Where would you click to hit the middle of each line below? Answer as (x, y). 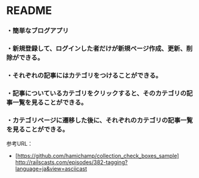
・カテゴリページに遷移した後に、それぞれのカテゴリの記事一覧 (100, 120)
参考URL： (20, 144)
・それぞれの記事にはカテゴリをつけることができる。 (84, 75)
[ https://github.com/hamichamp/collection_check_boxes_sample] (97, 156)
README (29, 11)
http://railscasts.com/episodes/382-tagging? (71, 162)
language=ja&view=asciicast (51, 169)
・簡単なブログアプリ (37, 31)
